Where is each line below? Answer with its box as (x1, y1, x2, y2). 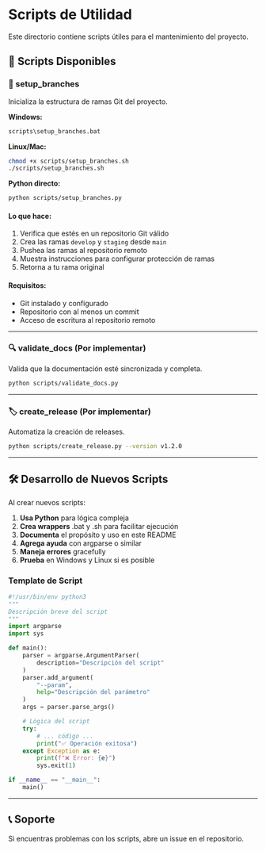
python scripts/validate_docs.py (8, 379, 119, 387)
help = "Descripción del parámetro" (36, 688, 150, 696)
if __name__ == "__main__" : (8, 776, 101, 784)
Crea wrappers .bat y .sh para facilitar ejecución (19, 521, 179, 531)
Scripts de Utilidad (8, 6, 132, 24)
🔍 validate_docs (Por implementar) (8, 343, 146, 354)
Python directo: (8, 178, 61, 188)
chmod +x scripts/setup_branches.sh (8, 157, 129, 165)
